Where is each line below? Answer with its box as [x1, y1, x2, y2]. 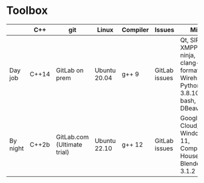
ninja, [180, 51, 196, 59]
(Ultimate [56, 140, 83, 148]
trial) [56, 148, 70, 156]
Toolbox [6, 4, 48, 18]
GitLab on [56, 66, 84, 75]
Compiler [121, 25, 149, 34]
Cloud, [180, 121, 199, 130]
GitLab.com [56, 133, 89, 141]
